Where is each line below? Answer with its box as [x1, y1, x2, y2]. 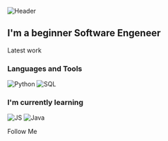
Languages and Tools [7, 64, 83, 74]
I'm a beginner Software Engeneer [7, 27, 161, 39]
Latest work [7, 46, 42, 55]
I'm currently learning [7, 98, 83, 108]
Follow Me [7, 128, 37, 136]
